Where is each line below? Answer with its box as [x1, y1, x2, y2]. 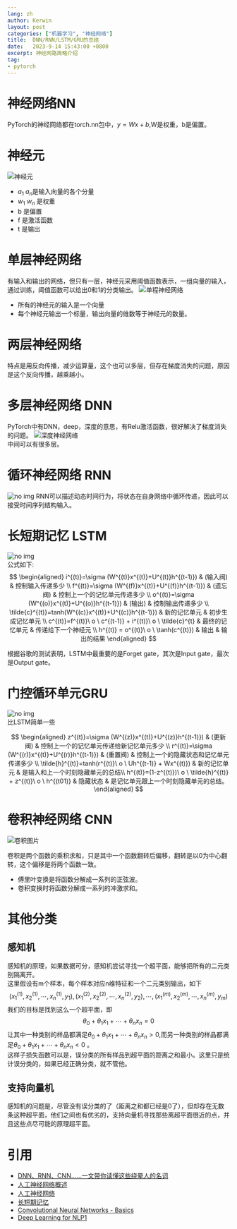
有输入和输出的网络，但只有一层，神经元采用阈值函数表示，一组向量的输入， [7, 277, 230, 286]
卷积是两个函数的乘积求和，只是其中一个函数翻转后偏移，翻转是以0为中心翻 [7, 851, 228, 859]
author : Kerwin [7, 17, 52, 24]
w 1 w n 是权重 [17, 197, 56, 207]
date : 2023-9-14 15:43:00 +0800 [7, 43, 109, 50]
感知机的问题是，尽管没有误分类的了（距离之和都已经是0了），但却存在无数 [7, 1102, 224, 1110]
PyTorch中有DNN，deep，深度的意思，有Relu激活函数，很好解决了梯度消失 [7, 422, 227, 430]
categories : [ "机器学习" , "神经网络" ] [7, 30, 113, 37]
